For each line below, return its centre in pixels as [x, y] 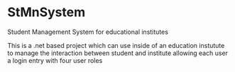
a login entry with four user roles [55, 60]
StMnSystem [47, 12]
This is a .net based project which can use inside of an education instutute [116, 45]
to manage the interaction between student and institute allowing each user [118, 53]
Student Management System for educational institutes [88, 32]
